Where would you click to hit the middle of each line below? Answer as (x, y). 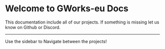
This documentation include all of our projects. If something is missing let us (82, 22)
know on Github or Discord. (33, 27)
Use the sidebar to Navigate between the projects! (56, 41)
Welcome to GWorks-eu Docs (67, 9)
